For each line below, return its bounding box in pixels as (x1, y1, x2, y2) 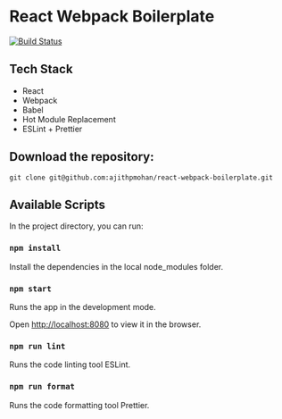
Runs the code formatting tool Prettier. (9, 399, 150, 410)
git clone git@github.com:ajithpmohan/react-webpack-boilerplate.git (9, 172, 274, 182)
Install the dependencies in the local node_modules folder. (9, 261, 224, 272)
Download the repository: (9, 149, 154, 164)
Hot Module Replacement (21, 113, 116, 124)
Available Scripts (9, 197, 105, 212)
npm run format (9, 381, 76, 392)
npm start (9, 283, 52, 294)
